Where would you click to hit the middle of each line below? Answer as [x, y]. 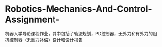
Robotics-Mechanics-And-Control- [79, 9]
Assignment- [32, 19]
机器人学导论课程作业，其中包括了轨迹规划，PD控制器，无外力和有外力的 [79, 33]
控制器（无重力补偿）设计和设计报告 [46, 40]
